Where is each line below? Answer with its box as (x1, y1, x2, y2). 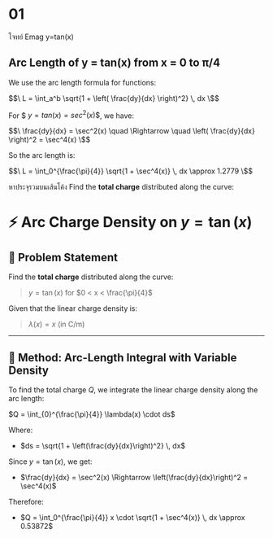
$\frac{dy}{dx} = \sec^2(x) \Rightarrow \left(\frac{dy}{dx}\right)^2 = (19, 473, 249, 483)
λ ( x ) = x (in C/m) (28, 319, 85, 330)
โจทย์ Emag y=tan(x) (8, 32, 75, 42)
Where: (8, 425, 33, 435)
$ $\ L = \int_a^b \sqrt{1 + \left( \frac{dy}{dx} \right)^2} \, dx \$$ (8, 93, 219, 103)
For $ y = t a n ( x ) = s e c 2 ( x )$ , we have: (8, 109, 135, 120)
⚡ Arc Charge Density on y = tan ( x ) (8, 212, 253, 231)
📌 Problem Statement (8, 250, 119, 265)
